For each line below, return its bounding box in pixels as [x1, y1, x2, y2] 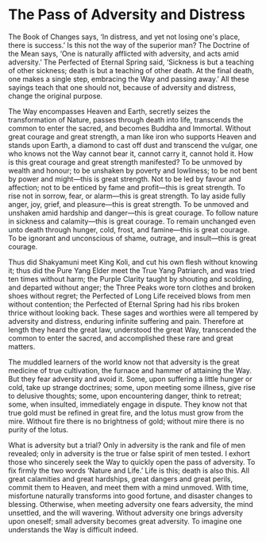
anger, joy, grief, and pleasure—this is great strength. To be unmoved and [8, 199, 249, 209]
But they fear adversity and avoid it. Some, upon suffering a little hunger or [8, 374, 253, 384]
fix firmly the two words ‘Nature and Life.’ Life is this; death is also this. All [8, 466, 250, 475]
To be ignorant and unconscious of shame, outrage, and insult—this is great [8, 233, 256, 243]
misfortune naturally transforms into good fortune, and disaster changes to [8, 491, 253, 501]
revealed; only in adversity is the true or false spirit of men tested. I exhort [8, 448, 250, 458]
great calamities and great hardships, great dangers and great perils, [8, 474, 233, 483]
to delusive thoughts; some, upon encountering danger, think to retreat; [8, 391, 242, 400]
